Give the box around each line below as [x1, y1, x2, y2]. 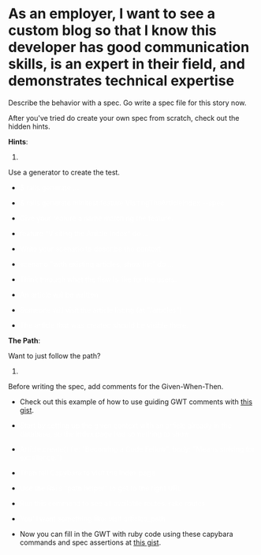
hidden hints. [8, 122, 50, 131]
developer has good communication [8, 39, 250, 56]
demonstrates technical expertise [8, 72, 235, 90]
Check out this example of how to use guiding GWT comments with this [19, 396, 253, 407]
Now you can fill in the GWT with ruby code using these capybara [19, 529, 234, 538]
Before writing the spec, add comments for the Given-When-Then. [8, 381, 224, 391]
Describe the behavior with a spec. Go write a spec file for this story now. [8, 98, 247, 107]
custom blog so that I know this [8, 21, 217, 39]
